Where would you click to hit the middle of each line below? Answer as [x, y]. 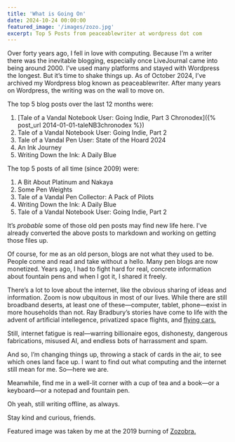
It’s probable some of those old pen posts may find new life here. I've [107, 226]
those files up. [28, 241]
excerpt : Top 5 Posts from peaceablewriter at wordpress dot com [105, 33]
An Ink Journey [39, 147]
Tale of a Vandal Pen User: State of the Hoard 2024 [92, 140]
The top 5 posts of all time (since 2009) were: [73, 168]
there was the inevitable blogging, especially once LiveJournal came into [113, 61]
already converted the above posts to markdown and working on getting [112, 233]
